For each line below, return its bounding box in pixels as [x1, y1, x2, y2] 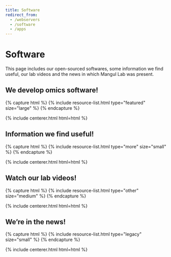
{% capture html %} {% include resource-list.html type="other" [5, 187, 139, 193]
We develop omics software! [5, 86, 98, 95]
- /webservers [10, 17, 40, 22]
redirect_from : [5, 12, 38, 17]
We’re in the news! [5, 218, 66, 226]
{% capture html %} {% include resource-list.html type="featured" [5, 100, 146, 106]
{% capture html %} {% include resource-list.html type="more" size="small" [5, 143, 166, 149]
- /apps [10, 27, 27, 32]
